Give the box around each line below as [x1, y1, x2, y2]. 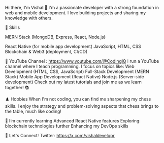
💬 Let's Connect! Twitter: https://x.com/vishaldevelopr [5, 133, 115, 138]
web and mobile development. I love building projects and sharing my [5, 10, 146, 16]
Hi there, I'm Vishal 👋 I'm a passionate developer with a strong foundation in [5, 5, 159, 10]
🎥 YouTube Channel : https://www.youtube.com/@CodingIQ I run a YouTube [5, 58, 159, 64]
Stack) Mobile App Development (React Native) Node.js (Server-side [5, 74, 144, 79]
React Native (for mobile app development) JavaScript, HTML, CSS [5, 44, 141, 49]
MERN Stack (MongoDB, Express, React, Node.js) [5, 34, 106, 40]
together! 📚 [5, 85, 30, 90]
